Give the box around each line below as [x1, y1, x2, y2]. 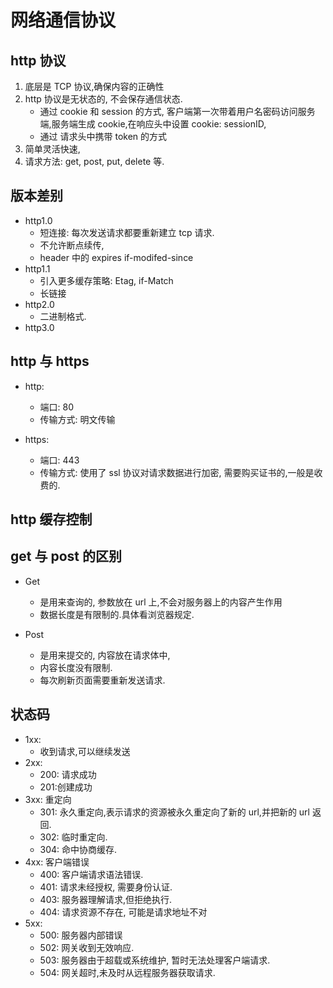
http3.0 [24, 321, 55, 333]
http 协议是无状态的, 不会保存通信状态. [24, 93, 183, 105]
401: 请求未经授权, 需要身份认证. [39, 881, 173, 893]
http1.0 [24, 214, 53, 226]
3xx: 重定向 [24, 793, 72, 805]
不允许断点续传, [39, 239, 105, 251]
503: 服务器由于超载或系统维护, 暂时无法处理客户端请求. [39, 954, 271, 966]
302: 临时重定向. [39, 831, 108, 843]
